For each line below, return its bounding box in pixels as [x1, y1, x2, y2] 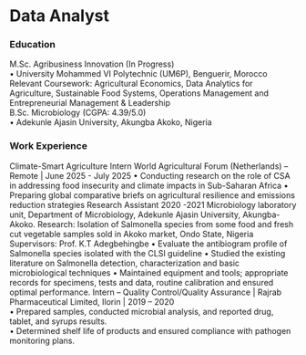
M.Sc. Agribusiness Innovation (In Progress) [9, 58, 175, 69]
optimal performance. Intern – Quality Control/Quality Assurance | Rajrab [9, 287, 282, 298]
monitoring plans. [9, 335, 76, 346]
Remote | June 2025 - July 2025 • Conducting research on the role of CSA [9, 170, 291, 181]
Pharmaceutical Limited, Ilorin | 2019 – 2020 [9, 296, 175, 307]
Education [9, 38, 56, 51]
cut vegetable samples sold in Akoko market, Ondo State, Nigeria [9, 228, 254, 239]
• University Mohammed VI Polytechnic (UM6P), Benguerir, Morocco [9, 68, 268, 79]
